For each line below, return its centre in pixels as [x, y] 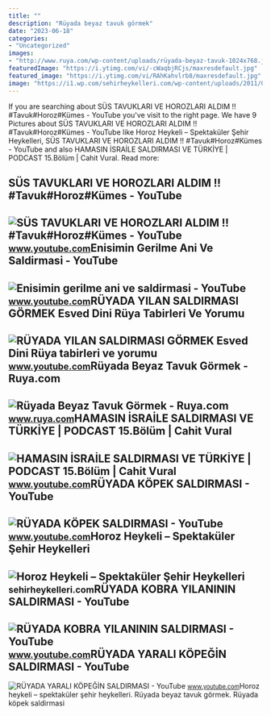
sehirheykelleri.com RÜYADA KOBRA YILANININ [122, 589]
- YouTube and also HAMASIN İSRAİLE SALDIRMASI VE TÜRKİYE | [118, 149]
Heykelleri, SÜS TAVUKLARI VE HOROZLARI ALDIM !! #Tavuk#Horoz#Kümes [135, 140]
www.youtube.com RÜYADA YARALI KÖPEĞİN [118, 654]
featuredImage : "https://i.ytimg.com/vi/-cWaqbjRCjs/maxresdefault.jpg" [133, 69]
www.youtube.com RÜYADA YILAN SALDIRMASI [124, 300]
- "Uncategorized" [39, 46]
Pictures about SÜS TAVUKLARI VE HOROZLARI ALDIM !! [103, 123]
